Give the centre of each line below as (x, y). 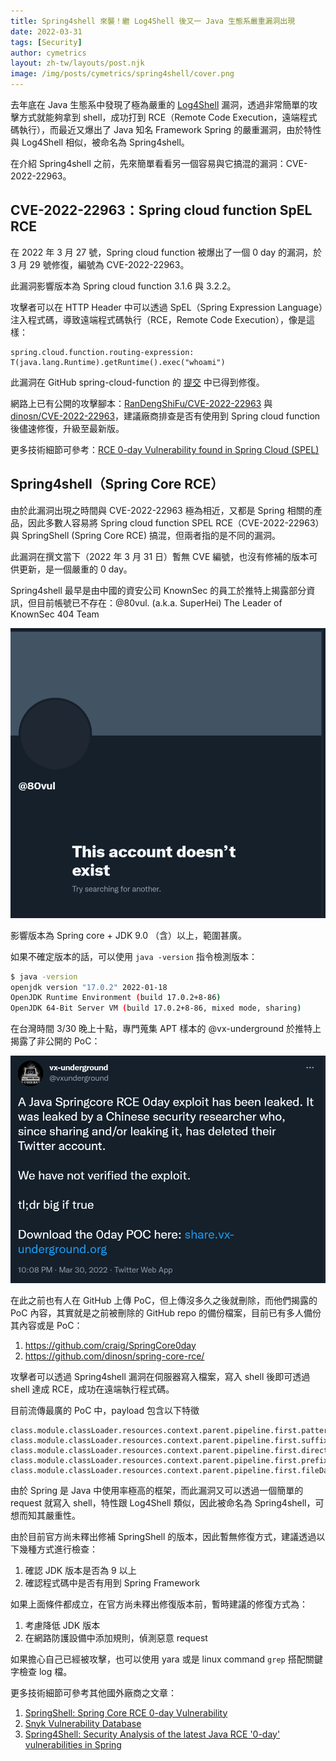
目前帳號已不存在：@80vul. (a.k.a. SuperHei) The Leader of (159, 602)
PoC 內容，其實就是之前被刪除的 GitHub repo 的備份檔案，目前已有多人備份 (166, 1312)
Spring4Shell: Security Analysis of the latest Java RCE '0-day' (152, 1734)
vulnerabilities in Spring (73, 1744)
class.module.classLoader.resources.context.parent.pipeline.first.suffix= (171, 1440)
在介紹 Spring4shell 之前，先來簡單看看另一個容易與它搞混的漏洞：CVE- (159, 163)
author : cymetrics (48, 53)
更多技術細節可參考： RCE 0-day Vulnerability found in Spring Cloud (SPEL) (165, 449)
